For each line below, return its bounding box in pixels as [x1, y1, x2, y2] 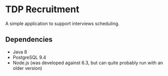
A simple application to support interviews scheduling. [5, 20, 120, 27]
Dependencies [5, 35, 53, 44]
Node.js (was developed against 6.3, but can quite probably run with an [12, 60, 163, 66]
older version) [12, 65, 42, 71]
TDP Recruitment [5, 4, 80, 15]
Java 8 [12, 48, 27, 55]
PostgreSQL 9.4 [12, 54, 46, 60]
